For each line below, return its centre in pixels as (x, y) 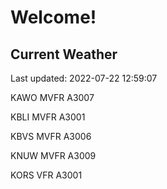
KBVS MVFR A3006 (51, 136)
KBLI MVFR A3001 (48, 117)
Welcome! (53, 17)
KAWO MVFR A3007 (52, 97)
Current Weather (64, 54)
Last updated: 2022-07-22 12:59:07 (84, 78)
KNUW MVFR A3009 (53, 155)
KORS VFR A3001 (46, 175)
